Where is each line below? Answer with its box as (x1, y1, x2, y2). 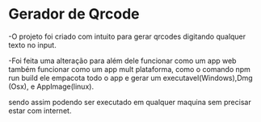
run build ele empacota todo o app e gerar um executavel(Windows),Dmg (8, 73, 253, 82)
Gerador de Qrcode (8, 5, 140, 23)
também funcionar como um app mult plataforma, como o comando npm (8, 64, 250, 74)
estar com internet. (8, 106, 72, 116)
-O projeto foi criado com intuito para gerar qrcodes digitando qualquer (8, 32, 246, 41)
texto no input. (8, 40, 57, 49)
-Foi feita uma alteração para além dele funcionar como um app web (8, 56, 237, 65)
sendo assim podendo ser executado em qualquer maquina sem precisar (8, 97, 252, 107)
